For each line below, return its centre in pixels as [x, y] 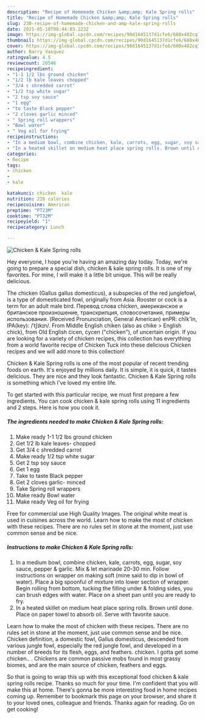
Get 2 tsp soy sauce [41, 463]
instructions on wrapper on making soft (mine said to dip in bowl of [100, 575]
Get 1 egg [28, 469]
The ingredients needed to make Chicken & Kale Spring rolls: [85, 421]
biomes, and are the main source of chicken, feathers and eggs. [87, 665]
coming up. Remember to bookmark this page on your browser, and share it [102, 696]
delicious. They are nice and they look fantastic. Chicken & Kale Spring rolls [102, 376]
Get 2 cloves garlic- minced [50, 482]
